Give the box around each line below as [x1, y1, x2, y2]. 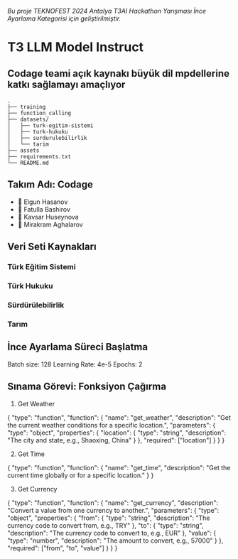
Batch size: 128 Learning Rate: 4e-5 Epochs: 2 [7, 359, 143, 369]
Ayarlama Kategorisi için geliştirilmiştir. [7, 14, 121, 23]
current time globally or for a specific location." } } [7, 471, 154, 479]
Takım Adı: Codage [7, 178, 94, 191]
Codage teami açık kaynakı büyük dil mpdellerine [7, 67, 229, 80]
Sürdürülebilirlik [7, 300, 65, 310]
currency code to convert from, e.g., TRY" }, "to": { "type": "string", [7, 521, 204, 529]
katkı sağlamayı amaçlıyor [7, 78, 126, 90]
